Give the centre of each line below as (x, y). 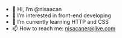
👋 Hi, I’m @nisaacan (37, 9)
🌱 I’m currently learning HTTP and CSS (60, 22)
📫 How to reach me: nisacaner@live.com (64, 28)
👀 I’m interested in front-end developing (62, 15)
